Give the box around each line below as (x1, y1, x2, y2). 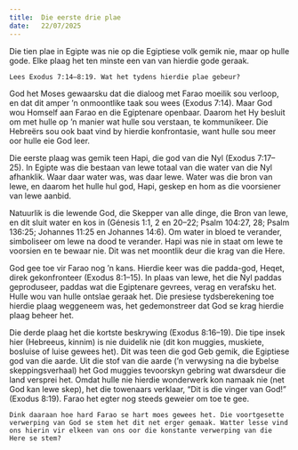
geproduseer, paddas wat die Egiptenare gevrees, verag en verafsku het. (9, 281, 278, 292)
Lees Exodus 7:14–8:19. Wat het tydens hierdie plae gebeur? (9, 72, 241, 81)
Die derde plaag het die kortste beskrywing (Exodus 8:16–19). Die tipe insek (9, 326, 286, 338)
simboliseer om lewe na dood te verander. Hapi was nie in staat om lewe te (9, 236, 283, 246)
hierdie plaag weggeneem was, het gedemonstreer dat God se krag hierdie (9, 300, 285, 311)
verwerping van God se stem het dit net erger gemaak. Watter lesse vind (9, 418, 289, 427)
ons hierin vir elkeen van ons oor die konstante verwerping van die (9, 426, 273, 435)
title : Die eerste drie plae (9, 12, 122, 22)
